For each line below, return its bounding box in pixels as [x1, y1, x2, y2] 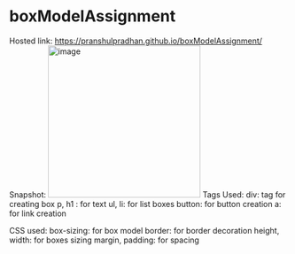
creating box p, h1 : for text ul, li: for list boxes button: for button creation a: [9, 198, 282, 209]
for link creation [9, 208, 66, 219]
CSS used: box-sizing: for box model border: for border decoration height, [9, 225, 280, 235]
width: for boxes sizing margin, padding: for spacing [9, 235, 199, 245]
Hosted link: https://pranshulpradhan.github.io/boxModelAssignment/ [9, 35, 263, 46]
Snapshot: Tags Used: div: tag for [9, 189, 286, 200]
